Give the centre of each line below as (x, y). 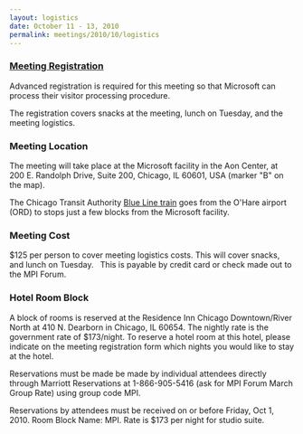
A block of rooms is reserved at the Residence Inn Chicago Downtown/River (151, 317)
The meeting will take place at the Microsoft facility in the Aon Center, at (144, 165)
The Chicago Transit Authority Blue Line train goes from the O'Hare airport (148, 202)
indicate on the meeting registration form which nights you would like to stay (151, 346)
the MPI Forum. (38, 274)
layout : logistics (44, 18)
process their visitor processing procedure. (90, 95)
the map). (27, 184)
